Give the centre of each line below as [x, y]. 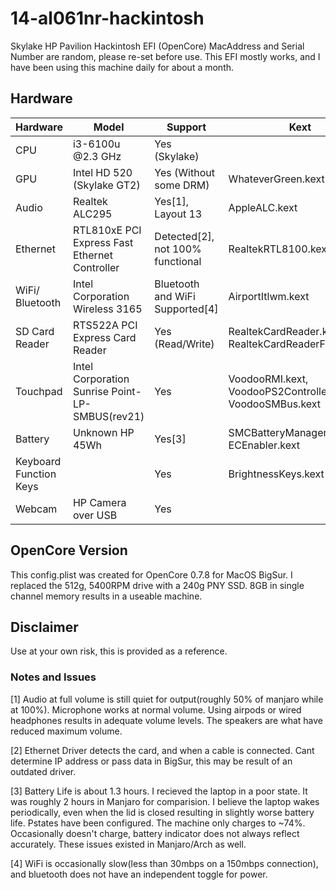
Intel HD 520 [102, 172]
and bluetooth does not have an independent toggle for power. [139, 874]
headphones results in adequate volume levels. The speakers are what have [166, 720]
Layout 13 [178, 214]
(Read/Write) [184, 344]
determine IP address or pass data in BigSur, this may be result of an [151, 761]
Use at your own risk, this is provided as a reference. [119, 651]
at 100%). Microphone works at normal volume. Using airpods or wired [156, 709]
